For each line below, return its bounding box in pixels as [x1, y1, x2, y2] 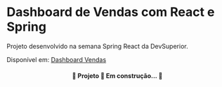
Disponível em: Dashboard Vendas [6, 55, 107, 63]
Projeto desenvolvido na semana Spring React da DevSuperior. [6, 42, 188, 50]
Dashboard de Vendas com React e [6, 4, 215, 20]
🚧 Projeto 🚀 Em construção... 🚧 [72, 71, 163, 80]
